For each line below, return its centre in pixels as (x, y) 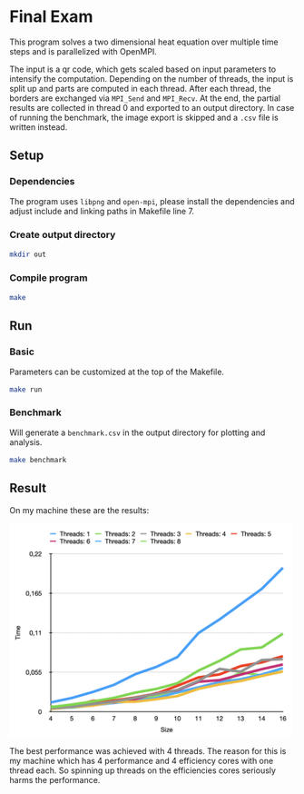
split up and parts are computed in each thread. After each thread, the (140, 88)
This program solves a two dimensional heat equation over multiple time (144, 42)
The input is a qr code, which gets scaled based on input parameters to (143, 69)
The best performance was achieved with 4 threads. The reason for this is (148, 751)
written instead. (39, 127)
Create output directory (63, 234)
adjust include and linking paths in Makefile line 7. (102, 211)
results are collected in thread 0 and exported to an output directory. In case (152, 107)
